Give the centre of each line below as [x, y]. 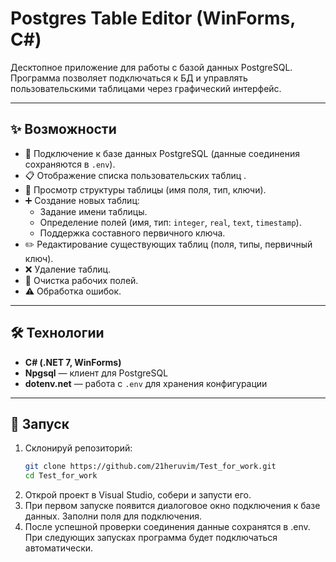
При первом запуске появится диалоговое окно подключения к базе [172, 506]
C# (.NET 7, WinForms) [73, 362]
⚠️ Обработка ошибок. [73, 291]
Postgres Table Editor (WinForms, [153, 18]
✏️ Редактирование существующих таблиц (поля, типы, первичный [168, 244]
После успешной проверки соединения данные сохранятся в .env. [167, 527]
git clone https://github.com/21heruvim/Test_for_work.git [150, 467]
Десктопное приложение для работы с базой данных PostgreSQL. [151, 67]
